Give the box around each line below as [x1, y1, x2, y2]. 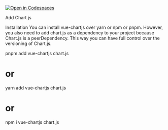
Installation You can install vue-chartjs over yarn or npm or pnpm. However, [5, 24, 163, 30]
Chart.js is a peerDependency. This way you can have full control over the [5, 35, 160, 41]
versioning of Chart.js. [5, 40, 52, 47]
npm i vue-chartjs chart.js [5, 119, 59, 125]
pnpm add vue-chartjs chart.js [5, 51, 69, 56]
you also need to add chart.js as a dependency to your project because [5, 30, 155, 35]
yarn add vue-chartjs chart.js [5, 84, 66, 91]
